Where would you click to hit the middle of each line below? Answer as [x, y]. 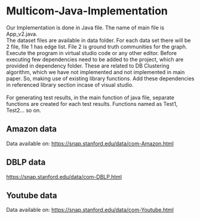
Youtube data [32, 195]
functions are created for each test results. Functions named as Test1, [92, 104]
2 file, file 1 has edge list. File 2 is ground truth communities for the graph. [97, 47]
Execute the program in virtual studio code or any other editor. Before [92, 53]
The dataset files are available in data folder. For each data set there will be [99, 40]
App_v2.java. [22, 34]
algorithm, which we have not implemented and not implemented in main [96, 72]
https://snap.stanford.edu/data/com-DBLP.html [64, 177]
